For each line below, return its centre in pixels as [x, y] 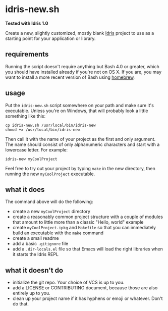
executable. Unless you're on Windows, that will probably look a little [77, 111]
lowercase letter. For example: [37, 149]
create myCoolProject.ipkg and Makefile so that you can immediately [84, 228]
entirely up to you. [31, 293]
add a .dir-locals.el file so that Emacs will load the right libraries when [88, 249]
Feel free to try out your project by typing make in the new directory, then [80, 168]
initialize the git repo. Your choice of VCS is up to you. [68, 282]
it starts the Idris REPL [36, 254]
